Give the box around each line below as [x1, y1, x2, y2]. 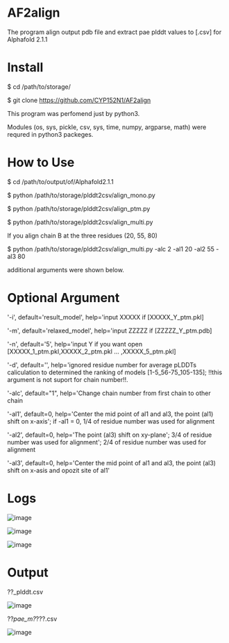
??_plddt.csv [7, 587, 44, 596]
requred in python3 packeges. [7, 130, 94, 138]
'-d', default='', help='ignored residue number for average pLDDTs [7, 360, 196, 369]
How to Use [7, 155, 75, 171]
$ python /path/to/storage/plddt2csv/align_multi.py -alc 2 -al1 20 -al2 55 [7, 244, 215, 253]
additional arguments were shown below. [7, 265, 125, 274]
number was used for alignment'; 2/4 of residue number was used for [7, 437, 207, 446]
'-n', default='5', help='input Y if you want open [7, 340, 143, 348]
